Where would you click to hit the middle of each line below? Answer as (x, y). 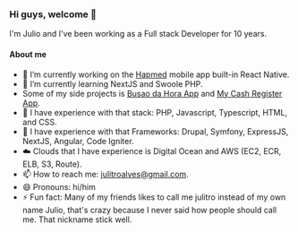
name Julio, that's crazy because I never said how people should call (149, 210)
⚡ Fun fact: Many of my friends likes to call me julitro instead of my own (154, 197)
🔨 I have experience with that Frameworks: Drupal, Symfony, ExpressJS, (155, 131)
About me (28, 54)
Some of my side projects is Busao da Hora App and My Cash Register (152, 93)
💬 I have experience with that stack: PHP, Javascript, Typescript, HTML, (155, 112)
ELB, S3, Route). (52, 164)
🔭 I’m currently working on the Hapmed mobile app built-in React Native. (156, 74)
